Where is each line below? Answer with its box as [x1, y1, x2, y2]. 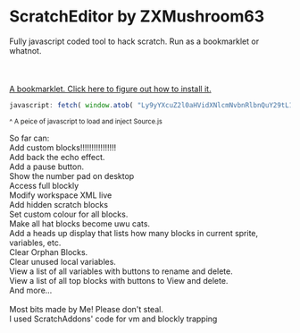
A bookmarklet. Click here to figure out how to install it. [9, 83, 212, 94]
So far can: [9, 132, 50, 143]
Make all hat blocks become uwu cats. [9, 218, 150, 229]
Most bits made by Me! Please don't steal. [9, 303, 163, 314]
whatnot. [9, 45, 42, 55]
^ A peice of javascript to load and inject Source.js [9, 116, 162, 126]
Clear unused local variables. [9, 256, 116, 267]
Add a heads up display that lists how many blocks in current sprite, [9, 227, 259, 238]
